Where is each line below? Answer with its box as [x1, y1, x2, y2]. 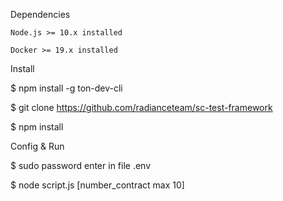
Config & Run [10, 140, 65, 152]
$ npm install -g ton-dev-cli [10, 82, 123, 94]
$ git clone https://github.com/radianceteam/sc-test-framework [10, 102, 273, 113]
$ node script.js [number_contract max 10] [10, 179, 185, 191]
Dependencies [10, 9, 71, 20]
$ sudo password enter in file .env [10, 160, 152, 171]
